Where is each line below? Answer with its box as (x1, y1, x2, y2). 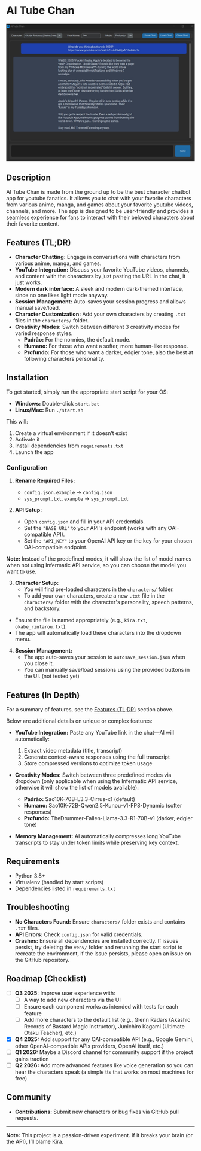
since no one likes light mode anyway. (14, 291, 109, 299)
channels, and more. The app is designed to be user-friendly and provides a (6, 208, 194, 215)
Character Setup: (14, 580, 59, 587)
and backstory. (23, 605, 61, 612)
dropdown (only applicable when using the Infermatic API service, (14, 778, 178, 785)
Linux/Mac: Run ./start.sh (14, 406, 84, 413)
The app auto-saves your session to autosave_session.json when (23, 653, 185, 661)
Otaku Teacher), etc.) (23, 1029, 77, 1036)
